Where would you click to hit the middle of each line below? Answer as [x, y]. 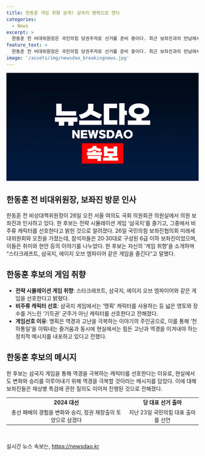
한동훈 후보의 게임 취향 [46, 275]
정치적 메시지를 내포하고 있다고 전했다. [61, 336]
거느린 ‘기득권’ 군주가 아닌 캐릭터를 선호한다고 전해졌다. [92, 313]
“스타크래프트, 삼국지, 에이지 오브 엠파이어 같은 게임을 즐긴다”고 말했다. [91, 254]
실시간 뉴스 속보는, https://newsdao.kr [53, 446]
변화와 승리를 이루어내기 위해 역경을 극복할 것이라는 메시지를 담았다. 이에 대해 [105, 381]
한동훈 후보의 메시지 [41, 357]
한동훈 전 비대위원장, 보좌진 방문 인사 [71, 199]
